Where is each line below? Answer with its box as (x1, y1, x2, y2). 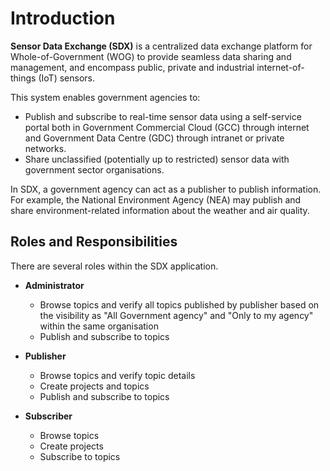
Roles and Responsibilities (10, 233, 178, 251)
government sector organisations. (24, 163, 165, 176)
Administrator (24, 279, 85, 291)
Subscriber (24, 410, 73, 422)
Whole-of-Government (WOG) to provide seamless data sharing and (10, 50, 292, 62)
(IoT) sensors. (38, 72, 95, 84)
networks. (24, 142, 67, 154)
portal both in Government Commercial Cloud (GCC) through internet (24, 121, 310, 133)
